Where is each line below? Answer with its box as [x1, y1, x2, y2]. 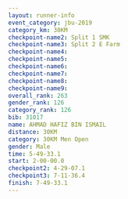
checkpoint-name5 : [8, 56, 68, 63]
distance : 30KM [8, 128, 58, 136]
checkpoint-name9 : [8, 84, 68, 92]
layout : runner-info [8, 11, 76, 20]
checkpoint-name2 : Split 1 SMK [8, 33, 110, 42]
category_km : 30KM [8, 26, 68, 34]
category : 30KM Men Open [8, 135, 89, 143]
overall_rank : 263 [8, 92, 68, 99]
